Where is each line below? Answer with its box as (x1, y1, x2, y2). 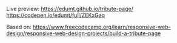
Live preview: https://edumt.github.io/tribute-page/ (6, 5, 133, 12)
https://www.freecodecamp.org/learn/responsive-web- (32, 24, 171, 30)
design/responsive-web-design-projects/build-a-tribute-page (6, 30, 161, 37)
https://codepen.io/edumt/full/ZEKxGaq (6, 12, 105, 19)
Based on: (6, 24, 32, 30)
